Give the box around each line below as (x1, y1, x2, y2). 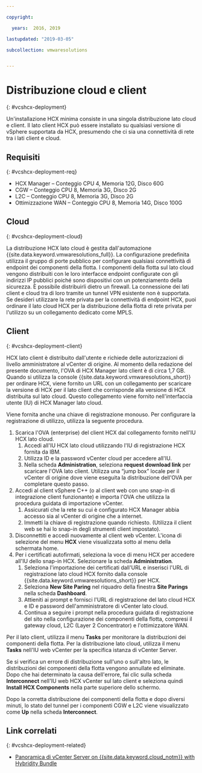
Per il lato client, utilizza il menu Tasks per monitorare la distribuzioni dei (6, 633, 186, 641)
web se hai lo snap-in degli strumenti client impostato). (24, 525, 161, 532)
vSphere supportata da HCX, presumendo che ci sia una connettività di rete (6, 128, 194, 135)
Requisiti (6, 152, 40, 162)
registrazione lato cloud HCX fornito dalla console (24, 570, 148, 578)
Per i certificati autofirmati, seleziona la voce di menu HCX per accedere (14, 551, 195, 558)
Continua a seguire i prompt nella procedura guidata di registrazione (24, 608, 194, 616)
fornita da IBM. (24, 448, 62, 455)
